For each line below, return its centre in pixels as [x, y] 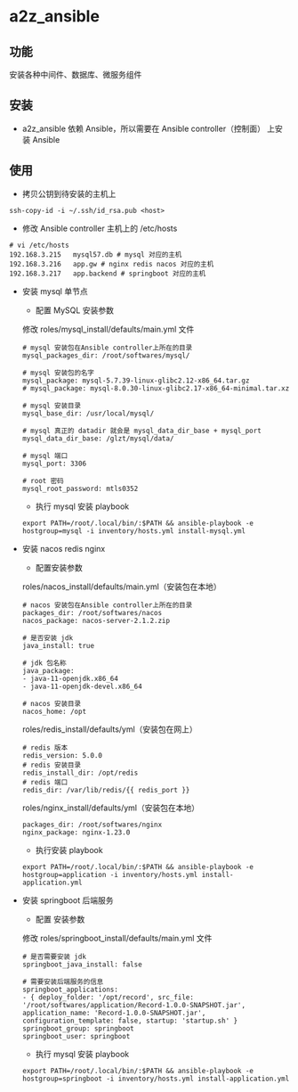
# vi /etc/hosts [39, 245]
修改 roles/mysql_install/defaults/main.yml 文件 [108, 329]
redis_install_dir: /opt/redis [80, 773]
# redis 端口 [45, 782]
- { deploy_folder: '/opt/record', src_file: [108, 997]
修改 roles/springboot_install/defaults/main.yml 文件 [117, 938]
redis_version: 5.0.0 [62, 755]
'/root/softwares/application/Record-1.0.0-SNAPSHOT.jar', [134, 1005]
